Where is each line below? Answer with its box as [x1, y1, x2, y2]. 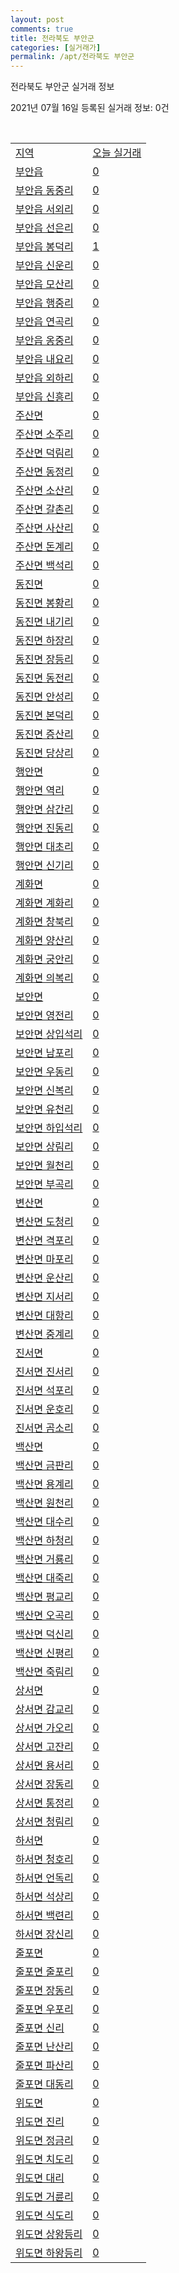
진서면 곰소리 [15, 1421, 74, 1435]
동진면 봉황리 [15, 596, 74, 610]
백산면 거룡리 [15, 1552, 74, 1566]
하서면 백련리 [15, 1909, 74, 1923]
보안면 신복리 [15, 1084, 74, 1098]
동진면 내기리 [15, 615, 74, 629]
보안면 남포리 [15, 1046, 74, 1060]
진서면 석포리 [15, 1384, 74, 1398]
